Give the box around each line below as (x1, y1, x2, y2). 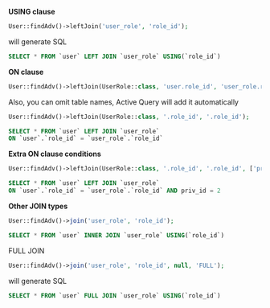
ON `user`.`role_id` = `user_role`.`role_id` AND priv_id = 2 (8, 187, 221, 195)
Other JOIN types (8, 201, 68, 211)
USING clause (8, 7, 55, 16)
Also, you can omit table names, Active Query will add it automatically (8, 97, 239, 107)
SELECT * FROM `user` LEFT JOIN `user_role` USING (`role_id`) (8, 52, 221, 60)
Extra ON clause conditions (8, 149, 102, 159)
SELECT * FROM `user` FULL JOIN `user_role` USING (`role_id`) (8, 291, 221, 300)
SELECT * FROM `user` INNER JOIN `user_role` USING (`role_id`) (8, 231, 225, 240)
